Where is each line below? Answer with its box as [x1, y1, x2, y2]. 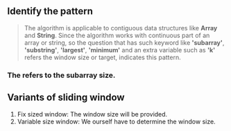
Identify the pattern [7, 6, 94, 17]
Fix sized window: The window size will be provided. [17, 110, 168, 118]
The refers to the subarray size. [7, 70, 116, 80]
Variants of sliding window [7, 92, 125, 103]
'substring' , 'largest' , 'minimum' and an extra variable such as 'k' [24, 46, 216, 54]
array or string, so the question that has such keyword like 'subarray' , [24, 38, 225, 47]
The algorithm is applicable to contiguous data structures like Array [24, 23, 218, 32]
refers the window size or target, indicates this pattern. [24, 53, 182, 61]
